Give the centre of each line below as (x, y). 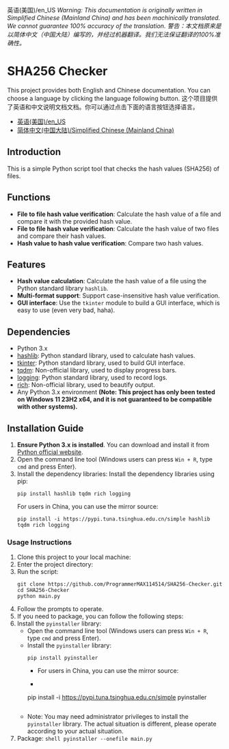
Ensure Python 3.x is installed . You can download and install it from (113, 445)
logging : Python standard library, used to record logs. (92, 378)
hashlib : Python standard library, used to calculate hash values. (106, 356)
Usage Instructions (39, 542)
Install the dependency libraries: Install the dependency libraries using (116, 474)
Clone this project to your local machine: (74, 557)
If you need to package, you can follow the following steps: (100, 617)
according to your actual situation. (75, 731)
